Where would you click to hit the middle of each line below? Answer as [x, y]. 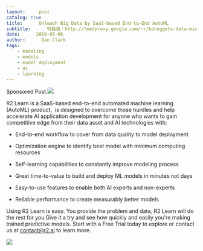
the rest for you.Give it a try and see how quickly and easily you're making [98, 218]
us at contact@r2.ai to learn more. [49, 230]
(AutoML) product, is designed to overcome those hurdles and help [91, 110]
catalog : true [24, 18]
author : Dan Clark [36, 40]
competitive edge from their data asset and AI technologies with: [87, 123]
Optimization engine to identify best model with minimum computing [100, 146]
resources [27, 152]
